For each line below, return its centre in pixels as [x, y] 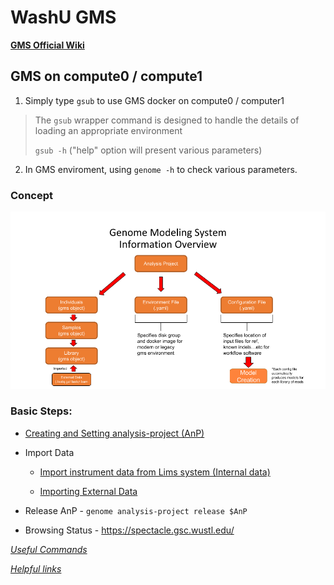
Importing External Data [88, 491]
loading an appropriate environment [108, 130]
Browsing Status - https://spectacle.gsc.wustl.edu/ [129, 530]
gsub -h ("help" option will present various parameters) [148, 150]
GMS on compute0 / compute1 [106, 76]
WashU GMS [63, 17]
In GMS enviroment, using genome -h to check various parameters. [161, 169]
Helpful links [36, 568]
